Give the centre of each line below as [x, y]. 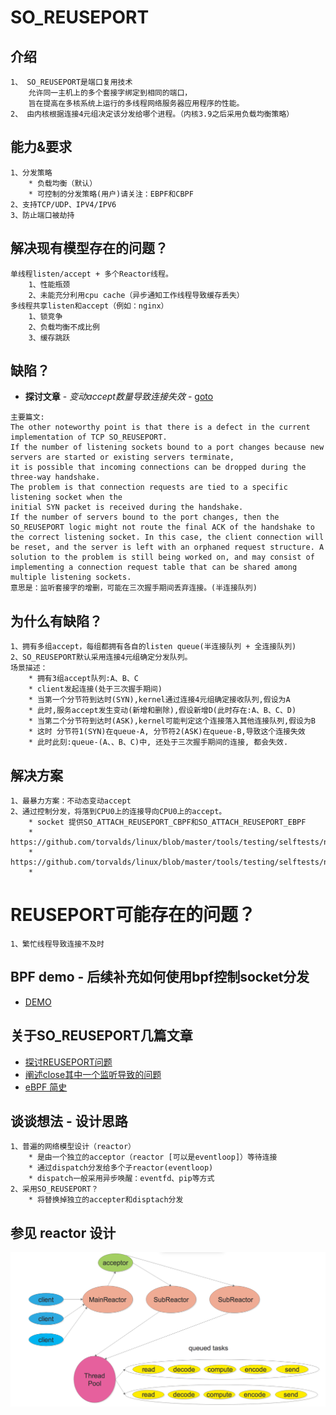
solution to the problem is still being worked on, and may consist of [162, 557]
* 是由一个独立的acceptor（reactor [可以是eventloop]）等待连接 [153, 1157]
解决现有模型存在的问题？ [89, 248]
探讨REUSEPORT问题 [68, 1062]
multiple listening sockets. [71, 577]
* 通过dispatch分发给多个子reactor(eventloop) [121, 1168]
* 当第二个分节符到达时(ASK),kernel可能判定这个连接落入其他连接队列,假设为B [172, 721]
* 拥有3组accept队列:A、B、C [83, 679]
